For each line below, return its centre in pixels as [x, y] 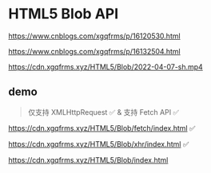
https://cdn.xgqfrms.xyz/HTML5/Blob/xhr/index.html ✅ [99, 144]
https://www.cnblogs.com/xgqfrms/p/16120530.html [95, 36]
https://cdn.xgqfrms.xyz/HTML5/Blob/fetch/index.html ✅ [102, 128]
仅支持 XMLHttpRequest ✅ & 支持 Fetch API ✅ [104, 112]
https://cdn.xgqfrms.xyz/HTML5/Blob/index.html [88, 159]
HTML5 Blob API [64, 14]
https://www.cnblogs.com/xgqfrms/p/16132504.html [95, 51]
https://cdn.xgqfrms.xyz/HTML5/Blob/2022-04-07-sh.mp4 [106, 67]
